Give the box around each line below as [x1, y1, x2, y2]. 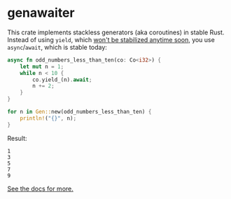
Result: [7, 134, 27, 142]
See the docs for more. [7, 184, 73, 193]
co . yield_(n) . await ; [32, 76, 92, 83]
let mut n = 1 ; [20, 63, 64, 70]
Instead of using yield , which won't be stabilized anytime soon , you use [7, 35, 215, 43]
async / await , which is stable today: [7, 43, 107, 51]
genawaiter [7, 5, 75, 21]
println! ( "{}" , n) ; [20, 114, 77, 122]
